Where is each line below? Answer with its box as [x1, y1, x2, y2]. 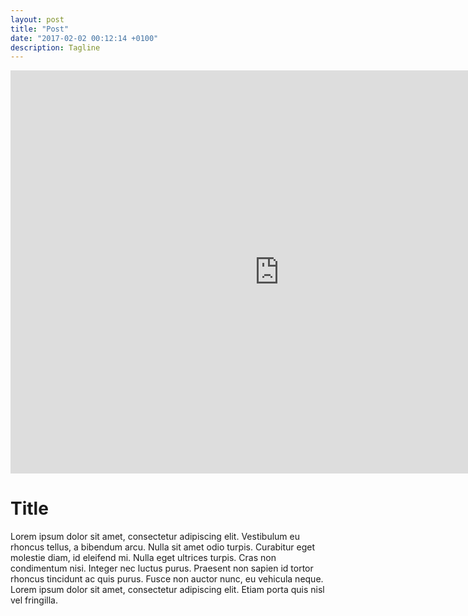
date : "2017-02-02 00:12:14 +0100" [10, 33, 159, 43]
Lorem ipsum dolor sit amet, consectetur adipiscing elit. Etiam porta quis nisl [10, 584, 325, 596]
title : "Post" [10, 24, 70, 34]
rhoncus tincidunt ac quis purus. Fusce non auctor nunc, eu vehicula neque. [10, 573, 324, 585]
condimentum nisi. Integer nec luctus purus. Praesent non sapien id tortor [10, 562, 314, 575]
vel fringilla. [10, 594, 58, 606]
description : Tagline [10, 42, 101, 53]
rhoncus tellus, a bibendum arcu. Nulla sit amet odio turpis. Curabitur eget [10, 541, 316, 553]
